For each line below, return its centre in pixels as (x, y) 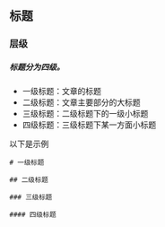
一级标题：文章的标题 (61, 92)
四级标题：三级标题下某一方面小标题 (89, 125)
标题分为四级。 (37, 66)
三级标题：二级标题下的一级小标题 (85, 114)
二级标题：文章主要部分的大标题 (81, 102)
